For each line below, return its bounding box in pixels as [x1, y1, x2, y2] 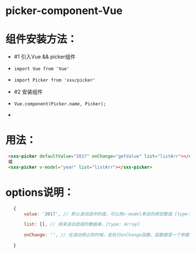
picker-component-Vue [5, 4, 123, 18]
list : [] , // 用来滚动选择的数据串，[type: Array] [23, 221, 140, 228]
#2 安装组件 [13, 88, 43, 95]
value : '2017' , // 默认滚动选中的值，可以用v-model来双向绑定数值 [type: [23, 211, 191, 217]
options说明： [5, 186, 74, 199]
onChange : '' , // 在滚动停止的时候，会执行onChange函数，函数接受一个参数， [23, 232, 194, 238]
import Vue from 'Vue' [13, 66, 70, 72]
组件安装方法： [5, 33, 78, 46]
